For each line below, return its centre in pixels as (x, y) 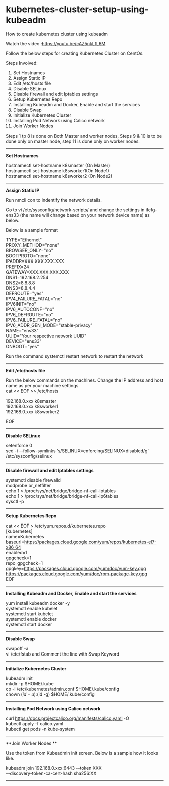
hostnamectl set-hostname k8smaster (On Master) (58, 165)
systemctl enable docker (31, 619)
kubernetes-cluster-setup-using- (77, 9)
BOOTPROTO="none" (28, 256)
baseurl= (15, 542)
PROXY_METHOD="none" (33, 245)
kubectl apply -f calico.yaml (34, 723)
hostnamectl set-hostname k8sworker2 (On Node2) (59, 176)
